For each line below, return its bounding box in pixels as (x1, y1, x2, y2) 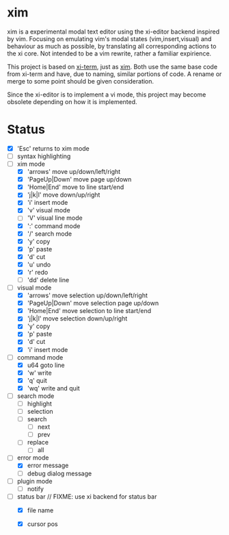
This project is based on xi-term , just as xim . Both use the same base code (7, 62, 217, 71)
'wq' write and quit (27, 384, 80, 392)
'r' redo (27, 268, 49, 276)
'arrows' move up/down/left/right (27, 168, 121, 176)
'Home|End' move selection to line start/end (27, 307, 152, 315)
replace (27, 438, 49, 447)
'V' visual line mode (27, 214, 83, 222)
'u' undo (27, 260, 51, 269)
